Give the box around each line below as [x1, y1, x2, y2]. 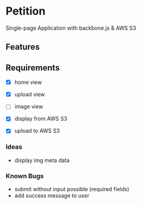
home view [14, 79, 42, 86]
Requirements [5, 62, 60, 73]
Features [5, 42, 40, 52]
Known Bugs [5, 172, 44, 180]
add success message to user [14, 192, 89, 200]
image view [14, 103, 44, 110]
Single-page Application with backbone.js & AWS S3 [5, 24, 137, 32]
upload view [14, 91, 45, 98]
